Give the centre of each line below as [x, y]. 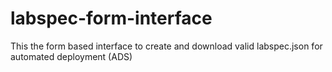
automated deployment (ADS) [71, 56]
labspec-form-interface [111, 18]
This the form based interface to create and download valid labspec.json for [166, 46]
